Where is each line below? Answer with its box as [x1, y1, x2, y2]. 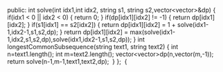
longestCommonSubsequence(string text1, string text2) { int [7, 43, 179, 51]
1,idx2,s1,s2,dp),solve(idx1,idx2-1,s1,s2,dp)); [7, 35, 132, 44]
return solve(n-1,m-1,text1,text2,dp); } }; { [7, 57, 127, 65]
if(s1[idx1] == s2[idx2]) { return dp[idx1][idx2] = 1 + [31, 21, 177, 28]
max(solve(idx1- [130, 28, 175, 36]
